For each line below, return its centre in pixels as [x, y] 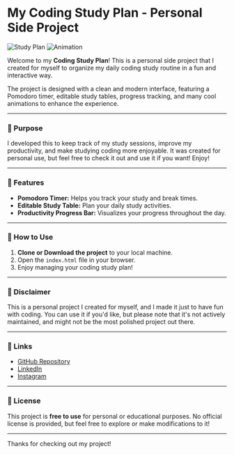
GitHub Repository [44, 362]
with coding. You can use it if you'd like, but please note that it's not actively [116, 314]
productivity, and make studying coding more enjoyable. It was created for [114, 151]
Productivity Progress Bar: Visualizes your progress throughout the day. [122, 213]
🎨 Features [26, 183]
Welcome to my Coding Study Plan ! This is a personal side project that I [111, 60]
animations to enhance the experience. [63, 103]
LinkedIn [30, 369]
